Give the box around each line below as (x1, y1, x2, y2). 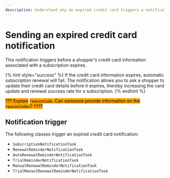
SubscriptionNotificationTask (12, 142, 77, 147)
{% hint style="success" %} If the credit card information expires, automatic (5, 72, 164, 78)
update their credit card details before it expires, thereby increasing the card (5, 82, 164, 88)
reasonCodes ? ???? (5, 103, 43, 109)
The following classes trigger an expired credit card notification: (5, 131, 139, 137)
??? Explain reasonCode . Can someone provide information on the (5, 98, 141, 104)
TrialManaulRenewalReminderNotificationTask (12, 169, 108, 174)
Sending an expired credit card (5, 29, 138, 40)
